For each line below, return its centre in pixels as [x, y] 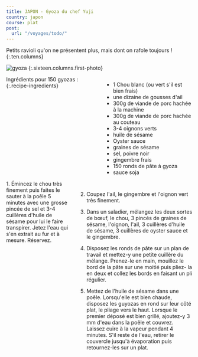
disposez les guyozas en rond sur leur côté [139, 304]
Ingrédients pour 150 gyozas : [42, 80]
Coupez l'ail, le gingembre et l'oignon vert [137, 194]
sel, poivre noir [131, 153]
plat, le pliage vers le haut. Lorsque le [132, 310]
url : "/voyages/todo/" [39, 34]
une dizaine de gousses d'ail [148, 97]
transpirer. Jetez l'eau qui [37, 228]
